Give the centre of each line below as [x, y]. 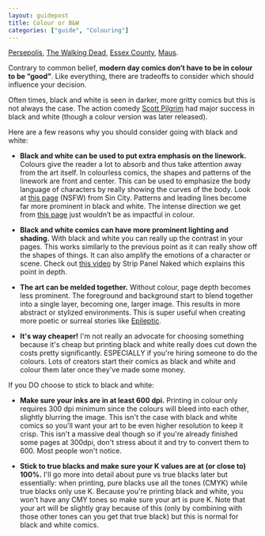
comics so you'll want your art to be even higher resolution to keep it [131, 426]
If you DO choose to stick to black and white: [81, 385]
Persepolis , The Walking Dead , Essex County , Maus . [93, 53]
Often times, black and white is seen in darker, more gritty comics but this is [132, 100]
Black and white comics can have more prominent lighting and [124, 230]
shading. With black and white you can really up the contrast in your [131, 239]
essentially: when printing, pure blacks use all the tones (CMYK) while [133, 483]
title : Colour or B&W [44, 23]
